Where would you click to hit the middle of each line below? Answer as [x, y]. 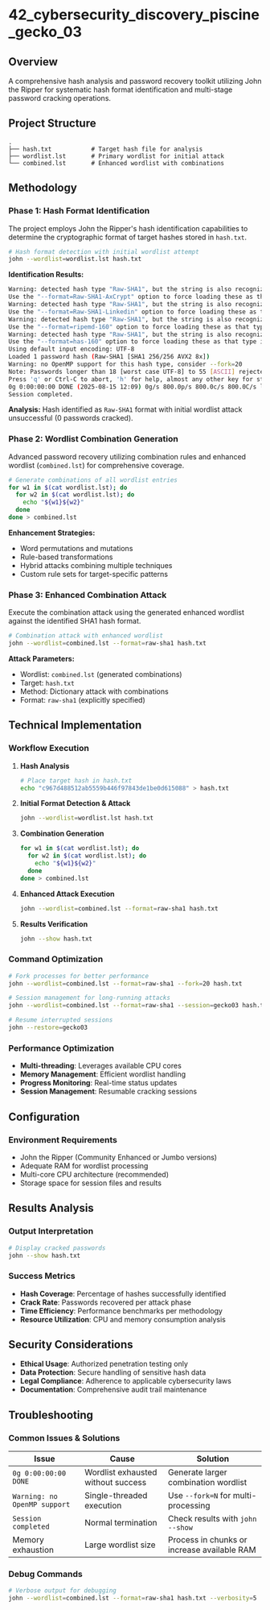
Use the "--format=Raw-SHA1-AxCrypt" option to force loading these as [131, 297]
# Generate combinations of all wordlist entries [93, 480]
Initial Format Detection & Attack [75, 803]
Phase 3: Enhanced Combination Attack [88, 595]
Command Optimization [56, 959]
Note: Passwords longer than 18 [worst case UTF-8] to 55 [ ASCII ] [122, 371]
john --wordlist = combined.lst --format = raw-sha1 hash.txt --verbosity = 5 [133, 1598]
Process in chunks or [207, 1540]
